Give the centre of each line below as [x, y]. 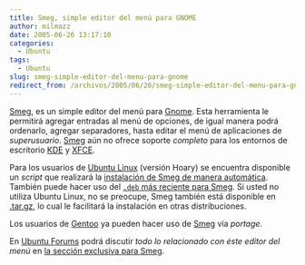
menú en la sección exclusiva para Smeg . [87, 250]
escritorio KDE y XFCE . [52, 150]
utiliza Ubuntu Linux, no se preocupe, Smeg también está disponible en [143, 196]
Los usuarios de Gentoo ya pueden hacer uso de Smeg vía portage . [136, 223]
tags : [20, 60]
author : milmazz [40, 26]
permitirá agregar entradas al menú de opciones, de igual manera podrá [144, 121]
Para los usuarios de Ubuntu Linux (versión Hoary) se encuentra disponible [150, 167]
